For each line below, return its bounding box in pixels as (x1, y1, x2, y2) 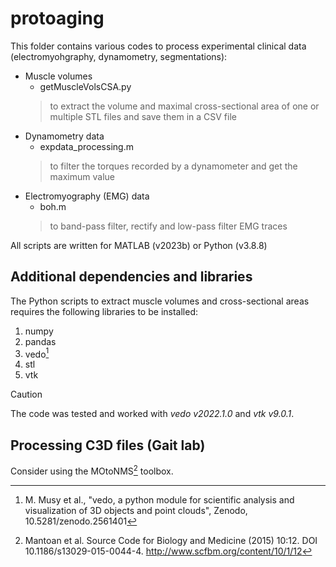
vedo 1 (24, 346, 50, 360)
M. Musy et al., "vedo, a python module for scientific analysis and (24, 493, 295, 506)
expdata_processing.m (39, 140, 134, 152)
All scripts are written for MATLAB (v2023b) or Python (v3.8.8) (10, 239, 268, 251)
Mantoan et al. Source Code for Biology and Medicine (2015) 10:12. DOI (24, 534, 318, 546)
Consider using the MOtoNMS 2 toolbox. (10, 463, 174, 477)
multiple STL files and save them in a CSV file (49, 110, 237, 122)
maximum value (49, 170, 115, 182)
